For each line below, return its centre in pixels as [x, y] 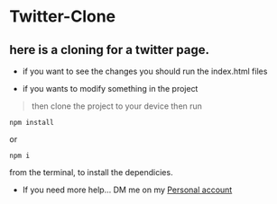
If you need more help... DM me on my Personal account [127, 190]
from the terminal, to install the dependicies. [91, 172]
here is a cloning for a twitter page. [110, 50]
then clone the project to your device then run [117, 106]
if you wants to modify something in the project [110, 89]
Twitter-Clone [63, 17]
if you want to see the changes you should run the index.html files [145, 71]
